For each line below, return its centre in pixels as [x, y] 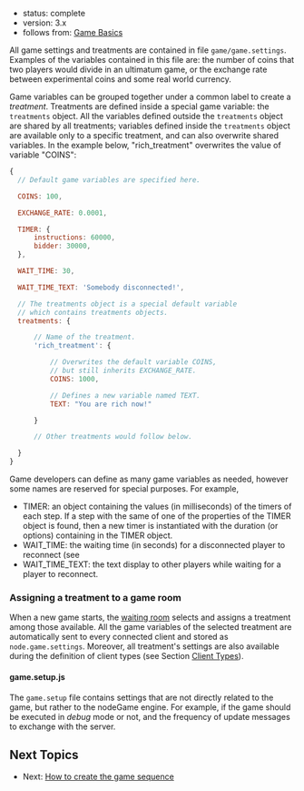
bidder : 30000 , [62, 246]
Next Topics [44, 755]
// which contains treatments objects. [93, 312]
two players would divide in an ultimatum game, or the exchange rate [138, 69]
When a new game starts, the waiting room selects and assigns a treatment [150, 617]
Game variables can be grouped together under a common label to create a [151, 96]
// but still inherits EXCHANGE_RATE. [123, 370]
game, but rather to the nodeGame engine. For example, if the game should [150, 707]
